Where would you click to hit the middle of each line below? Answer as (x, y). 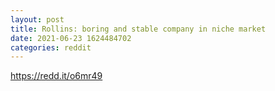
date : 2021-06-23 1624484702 (71, 38)
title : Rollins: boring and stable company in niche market (138, 29)
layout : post (37, 19)
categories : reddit (51, 47)
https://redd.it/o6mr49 (56, 76)
